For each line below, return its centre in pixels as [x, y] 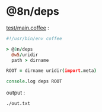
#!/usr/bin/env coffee [34, 38]
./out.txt [18, 104]
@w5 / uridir [25, 55]
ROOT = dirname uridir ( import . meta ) [51, 71]
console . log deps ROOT [34, 81]
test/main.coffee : [28, 28]
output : [16, 93]
